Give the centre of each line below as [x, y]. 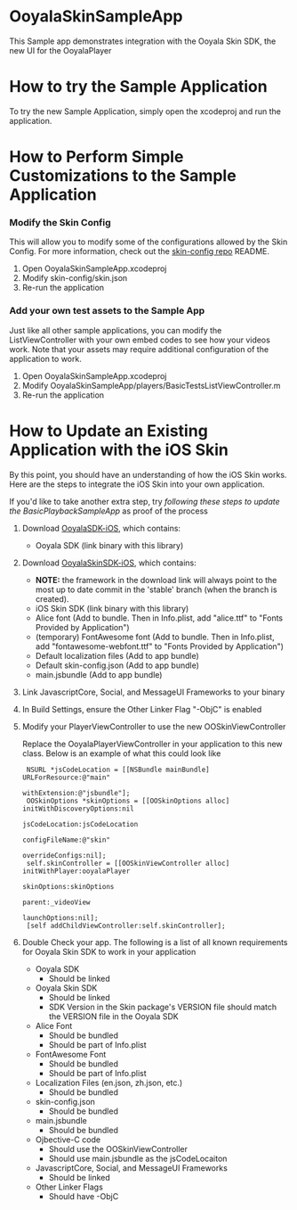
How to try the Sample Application [139, 87]
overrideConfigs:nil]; [64, 855]
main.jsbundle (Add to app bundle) [99, 674]
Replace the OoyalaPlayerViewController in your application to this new [152, 744]
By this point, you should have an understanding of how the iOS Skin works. [148, 474]
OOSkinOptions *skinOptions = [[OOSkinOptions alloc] [128, 801]
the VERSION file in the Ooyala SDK [114, 1016]
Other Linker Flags [69, 1187]
